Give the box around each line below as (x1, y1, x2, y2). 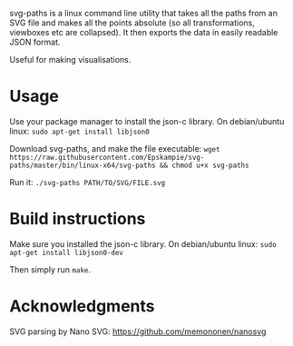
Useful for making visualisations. (9, 54, 132, 64)
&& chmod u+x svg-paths (159, 161, 249, 170)
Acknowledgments (9, 296, 156, 317)
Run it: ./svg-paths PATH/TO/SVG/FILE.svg (9, 176, 166, 187)
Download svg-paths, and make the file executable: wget (9, 143, 220, 153)
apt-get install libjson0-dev (9, 248, 124, 257)
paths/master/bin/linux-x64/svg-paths (9, 161, 156, 170)
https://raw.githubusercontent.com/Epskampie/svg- (9, 153, 205, 162)
